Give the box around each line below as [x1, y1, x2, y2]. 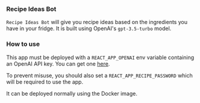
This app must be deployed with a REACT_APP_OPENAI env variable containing [6, 54, 195, 61]
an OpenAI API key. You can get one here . [6, 60, 110, 67]
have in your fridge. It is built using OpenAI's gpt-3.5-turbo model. [6, 25, 172, 32]
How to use [6, 40, 40, 48]
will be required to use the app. [6, 78, 83, 86]
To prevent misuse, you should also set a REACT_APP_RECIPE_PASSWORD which [6, 72, 193, 79]
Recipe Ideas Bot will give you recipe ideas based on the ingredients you [6, 19, 188, 26]
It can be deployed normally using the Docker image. [6, 90, 137, 97]
